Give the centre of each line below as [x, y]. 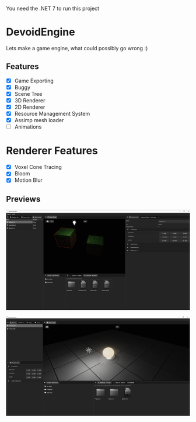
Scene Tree [28, 94]
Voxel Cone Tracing [38, 167]
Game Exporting [34, 81]
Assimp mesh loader [39, 120]
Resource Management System [52, 114]
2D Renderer [30, 107]
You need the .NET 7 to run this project [53, 8]
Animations [28, 127]
